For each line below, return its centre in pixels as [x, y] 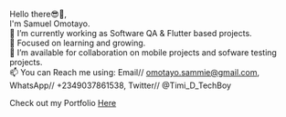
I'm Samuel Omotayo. [50, 24]
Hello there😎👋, [38, 14]
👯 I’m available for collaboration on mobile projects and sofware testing [143, 53]
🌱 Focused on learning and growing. [78, 43]
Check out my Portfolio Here [63, 103]
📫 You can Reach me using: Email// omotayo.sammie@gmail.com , [135, 72]
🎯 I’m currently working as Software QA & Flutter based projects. [131, 33]
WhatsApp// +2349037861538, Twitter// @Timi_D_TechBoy [120, 85]
